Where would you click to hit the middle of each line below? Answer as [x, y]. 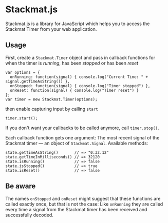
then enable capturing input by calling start [52, 109]
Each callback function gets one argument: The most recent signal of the [82, 137]
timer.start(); [22, 118]
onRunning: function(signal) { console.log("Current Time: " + [79, 77]
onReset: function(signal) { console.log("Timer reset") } [74, 90]
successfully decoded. [30, 215]
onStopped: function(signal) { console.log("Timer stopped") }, [80, 86]
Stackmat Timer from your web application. [51, 29]
